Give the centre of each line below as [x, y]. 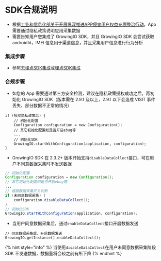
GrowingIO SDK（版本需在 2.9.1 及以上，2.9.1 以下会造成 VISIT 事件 [89, 99]
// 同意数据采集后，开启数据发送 [33, 234]
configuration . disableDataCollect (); [52, 200]
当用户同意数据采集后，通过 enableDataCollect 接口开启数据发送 [75, 224]
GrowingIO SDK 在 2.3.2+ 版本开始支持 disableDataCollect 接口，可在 [81, 157]
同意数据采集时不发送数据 [46, 164]
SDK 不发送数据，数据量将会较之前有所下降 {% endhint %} [64, 254]
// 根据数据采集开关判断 [26, 191]
